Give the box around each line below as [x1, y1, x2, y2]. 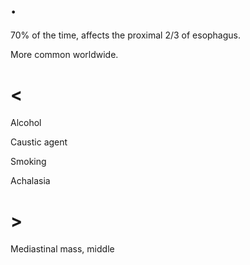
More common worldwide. [10, 48, 119, 60]
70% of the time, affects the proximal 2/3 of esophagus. [10, 29, 242, 41]
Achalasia [10, 174, 51, 186]
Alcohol [10, 116, 42, 128]
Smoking [10, 155, 47, 167]
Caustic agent [10, 136, 68, 148]
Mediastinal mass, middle [10, 242, 115, 255]
